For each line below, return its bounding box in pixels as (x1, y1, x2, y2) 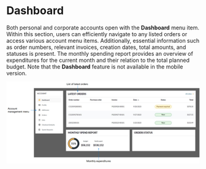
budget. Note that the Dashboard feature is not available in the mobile (6, 62, 183, 70)
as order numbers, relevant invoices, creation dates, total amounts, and (6, 43, 186, 51)
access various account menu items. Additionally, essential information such (6, 37, 200, 44)
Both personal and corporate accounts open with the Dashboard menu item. (6, 24, 200, 31)
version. (6, 69, 27, 77)
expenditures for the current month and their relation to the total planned (6, 56, 190, 64)
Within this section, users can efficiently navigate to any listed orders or (6, 30, 188, 37)
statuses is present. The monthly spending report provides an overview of (6, 50, 193, 57)
